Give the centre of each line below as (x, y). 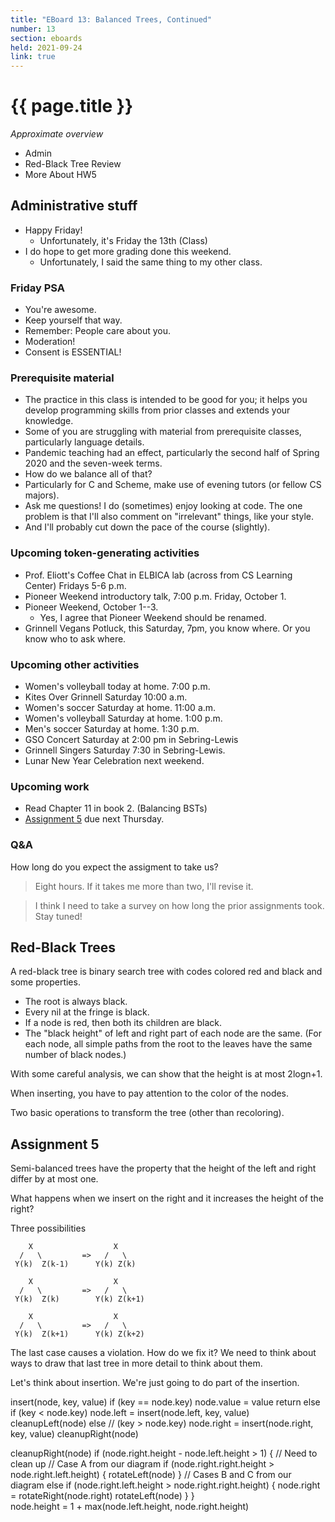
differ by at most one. (54, 1179)
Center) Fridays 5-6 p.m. (75, 585)
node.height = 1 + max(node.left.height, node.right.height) (130, 1507)
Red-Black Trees (63, 947)
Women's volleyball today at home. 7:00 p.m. (117, 687)
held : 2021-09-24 (46, 47)
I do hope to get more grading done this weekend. (128, 251)
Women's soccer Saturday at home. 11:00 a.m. (120, 708)
